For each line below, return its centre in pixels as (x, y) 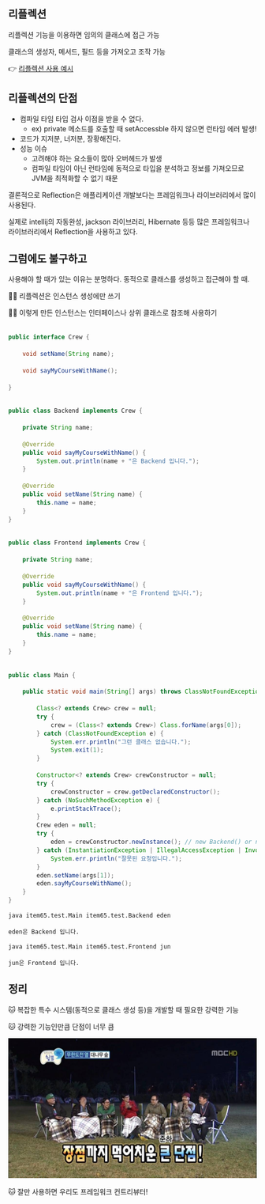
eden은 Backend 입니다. (44, 932)
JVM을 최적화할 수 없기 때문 (75, 178)
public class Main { (42, 675)
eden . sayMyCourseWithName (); (84, 884)
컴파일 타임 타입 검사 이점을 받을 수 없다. (82, 119)
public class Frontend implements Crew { (77, 543)
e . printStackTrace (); (86, 808)
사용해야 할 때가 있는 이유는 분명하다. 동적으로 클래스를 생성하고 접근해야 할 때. (129, 279)
